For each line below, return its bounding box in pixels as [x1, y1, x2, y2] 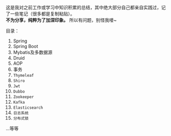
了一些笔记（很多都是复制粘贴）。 [6, 11, 75, 17]
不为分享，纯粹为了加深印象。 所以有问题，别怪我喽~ [6, 17, 117, 23]
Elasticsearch [13, 105, 43, 110]
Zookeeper [13, 95, 35, 100]
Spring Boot [13, 43, 39, 49]
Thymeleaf [13, 73, 35, 78]
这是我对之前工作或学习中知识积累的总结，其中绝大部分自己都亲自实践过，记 [6, 5, 166, 10]
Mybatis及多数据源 [13, 50, 53, 55]
